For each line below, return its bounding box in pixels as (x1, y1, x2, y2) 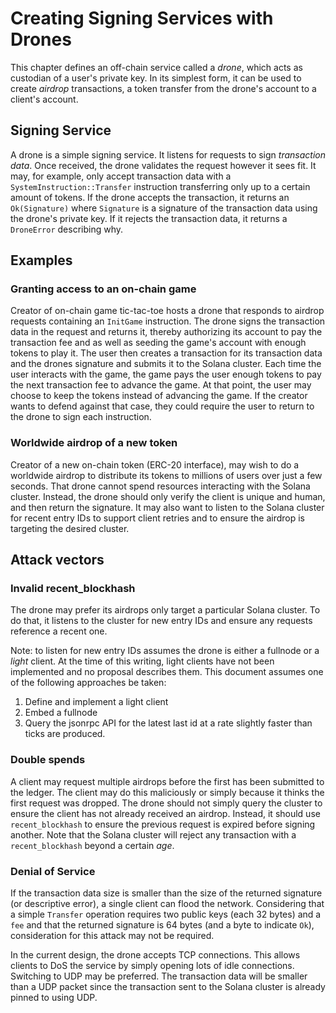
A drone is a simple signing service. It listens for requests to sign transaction (10, 148, 326, 161)
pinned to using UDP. (10, 992, 98, 1004)
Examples (10, 252, 73, 269)
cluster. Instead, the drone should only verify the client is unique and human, (10, 490, 326, 502)
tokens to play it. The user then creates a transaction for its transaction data (10, 347, 323, 359)
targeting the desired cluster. (10, 522, 130, 534)
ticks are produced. (24, 728, 106, 740)
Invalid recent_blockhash (10, 582, 136, 596)
